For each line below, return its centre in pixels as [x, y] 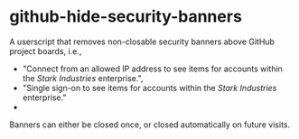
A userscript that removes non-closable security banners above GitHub [142, 42]
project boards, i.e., [46, 51]
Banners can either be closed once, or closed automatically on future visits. [150, 125]
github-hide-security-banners [126, 17]
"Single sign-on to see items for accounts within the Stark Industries [149, 88]
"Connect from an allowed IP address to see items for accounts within [152, 69]
